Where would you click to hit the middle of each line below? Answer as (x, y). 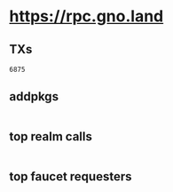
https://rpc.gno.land (86, 16)
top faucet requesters (71, 176)
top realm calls (51, 136)
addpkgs (34, 96)
